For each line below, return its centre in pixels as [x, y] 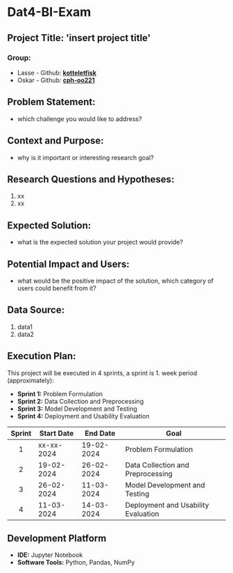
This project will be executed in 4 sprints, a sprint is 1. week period [102, 372]
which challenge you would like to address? [79, 118]
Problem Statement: [51, 102]
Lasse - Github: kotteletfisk [57, 72]
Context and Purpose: [55, 141]
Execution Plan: [42, 356]
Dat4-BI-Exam [49, 12]
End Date [100, 433]
